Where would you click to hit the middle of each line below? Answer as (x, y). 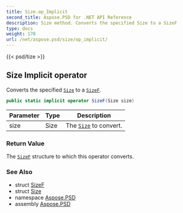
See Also (19, 172)
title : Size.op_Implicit (37, 12)
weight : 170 (21, 34)
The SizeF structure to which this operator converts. (70, 156)
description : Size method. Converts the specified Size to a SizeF (92, 23)
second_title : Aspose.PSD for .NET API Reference (69, 17)
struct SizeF (30, 185)
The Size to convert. (94, 125)
